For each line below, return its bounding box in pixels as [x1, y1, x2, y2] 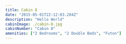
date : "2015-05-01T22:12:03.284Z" [5, 12, 79, 17]
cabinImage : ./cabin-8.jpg [5, 21, 62, 27]
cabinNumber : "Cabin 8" [5, 26, 56, 31]
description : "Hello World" [5, 17, 65, 22]
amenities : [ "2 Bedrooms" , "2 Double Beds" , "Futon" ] [5, 31, 122, 36]
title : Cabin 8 [5, 7, 38, 13]
